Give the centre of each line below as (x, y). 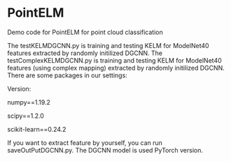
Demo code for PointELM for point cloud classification (85, 32)
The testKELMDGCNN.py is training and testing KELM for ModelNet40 (108, 45)
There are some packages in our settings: (67, 75)
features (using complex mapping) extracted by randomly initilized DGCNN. (116, 68)
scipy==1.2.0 (26, 116)
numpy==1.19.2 (29, 102)
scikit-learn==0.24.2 (37, 129)
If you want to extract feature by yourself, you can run (85, 143)
